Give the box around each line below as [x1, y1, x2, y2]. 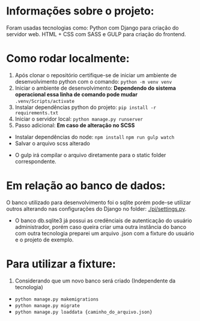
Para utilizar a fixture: [6, 257, 116, 270]
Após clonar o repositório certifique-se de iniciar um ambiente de [14, 71, 177, 79]
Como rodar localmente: [6, 52, 130, 66]
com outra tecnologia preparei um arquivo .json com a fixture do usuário [14, 229, 195, 237]
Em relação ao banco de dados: [6, 179, 166, 193]
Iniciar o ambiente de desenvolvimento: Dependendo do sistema [14, 84, 176, 92]
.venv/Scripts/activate [14, 98, 75, 104]
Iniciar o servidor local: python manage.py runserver [14, 115, 143, 122]
